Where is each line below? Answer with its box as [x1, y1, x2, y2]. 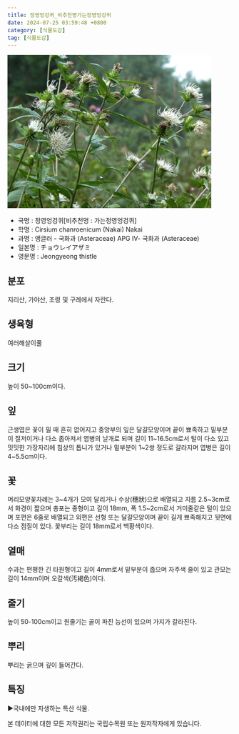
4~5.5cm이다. [7, 452, 48, 460]
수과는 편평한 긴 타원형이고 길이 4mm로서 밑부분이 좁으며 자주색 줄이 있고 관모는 [7, 565, 232, 574]
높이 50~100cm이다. [7, 382, 66, 390]
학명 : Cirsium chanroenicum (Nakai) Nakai [17, 225, 143, 234]
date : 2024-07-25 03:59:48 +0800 [7, 19, 107, 26]
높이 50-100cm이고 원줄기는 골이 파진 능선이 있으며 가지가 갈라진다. [7, 617, 198, 625]
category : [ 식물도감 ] [7, 26, 66, 34]
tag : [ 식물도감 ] [7, 34, 50, 41]
